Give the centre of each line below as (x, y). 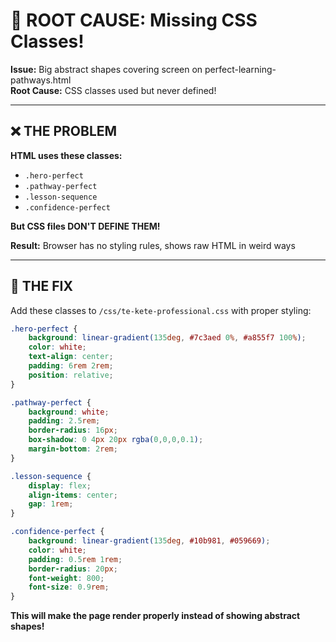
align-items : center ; (73, 495)
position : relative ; (71, 375)
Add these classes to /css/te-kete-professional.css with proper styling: (161, 310)
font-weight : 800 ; (66, 578)
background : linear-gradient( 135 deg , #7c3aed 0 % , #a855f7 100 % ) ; (167, 338)
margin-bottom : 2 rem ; (73, 449)
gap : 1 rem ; (51, 504)
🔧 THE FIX (41, 286)
